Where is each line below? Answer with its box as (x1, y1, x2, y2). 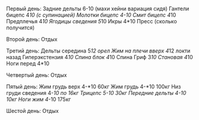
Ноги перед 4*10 (6, 60, 49, 67)
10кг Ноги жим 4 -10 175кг (6, 96, 71, 103)
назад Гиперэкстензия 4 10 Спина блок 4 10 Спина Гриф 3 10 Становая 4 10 (6, 54, 194, 60)
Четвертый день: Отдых (6, 72, 67, 78)
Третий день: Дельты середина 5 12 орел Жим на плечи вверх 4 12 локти (6, 47, 191, 54)
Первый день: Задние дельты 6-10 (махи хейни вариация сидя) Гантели (6, 5, 189, 12)
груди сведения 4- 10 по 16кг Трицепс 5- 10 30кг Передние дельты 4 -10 (6, 90, 186, 96)
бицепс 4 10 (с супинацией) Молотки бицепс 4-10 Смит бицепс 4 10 (6, 11, 176, 19)
